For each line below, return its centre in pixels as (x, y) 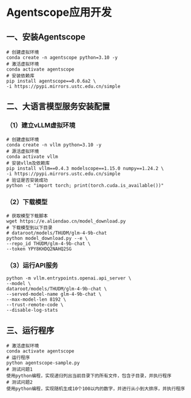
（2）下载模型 (27, 202)
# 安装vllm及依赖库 (28, 163)
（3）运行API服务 (32, 265)
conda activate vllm (32, 156)
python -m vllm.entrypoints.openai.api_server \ (69, 278)
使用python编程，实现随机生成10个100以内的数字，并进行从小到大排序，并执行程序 (96, 389)
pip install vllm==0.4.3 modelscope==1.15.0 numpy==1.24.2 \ (85, 168)
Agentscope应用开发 (59, 12)
